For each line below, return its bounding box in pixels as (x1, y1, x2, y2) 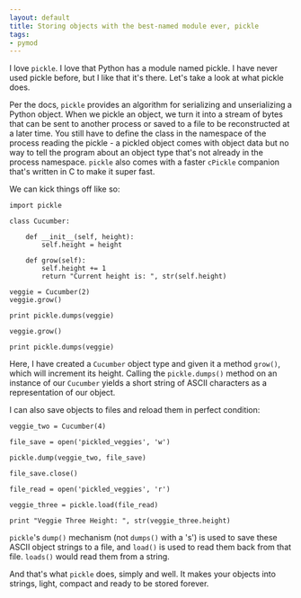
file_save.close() (9, 469, 78, 478)
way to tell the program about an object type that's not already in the (9, 147, 263, 158)
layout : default (9, 13, 70, 22)
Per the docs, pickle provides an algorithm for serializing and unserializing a (9, 100, 292, 111)
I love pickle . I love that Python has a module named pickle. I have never (9, 63, 279, 74)
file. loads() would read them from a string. (9, 551, 171, 562)
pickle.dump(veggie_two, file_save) (9, 453, 146, 463)
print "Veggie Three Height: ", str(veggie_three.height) (9, 516, 231, 526)
